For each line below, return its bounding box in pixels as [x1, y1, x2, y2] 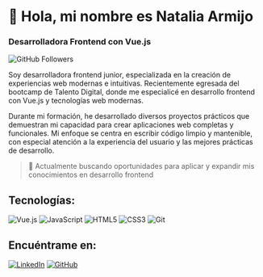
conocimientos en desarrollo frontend [27, 170, 154, 180]
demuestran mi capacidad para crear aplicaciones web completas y [8, 120, 234, 130]
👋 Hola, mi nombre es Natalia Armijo [8, 7, 254, 26]
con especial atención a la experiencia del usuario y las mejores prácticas [8, 137, 254, 147]
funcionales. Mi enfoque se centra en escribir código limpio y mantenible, [8, 128, 253, 138]
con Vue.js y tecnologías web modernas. [8, 96, 144, 106]
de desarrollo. [8, 145, 55, 156]
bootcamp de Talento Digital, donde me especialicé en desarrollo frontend [8, 87, 256, 97]
